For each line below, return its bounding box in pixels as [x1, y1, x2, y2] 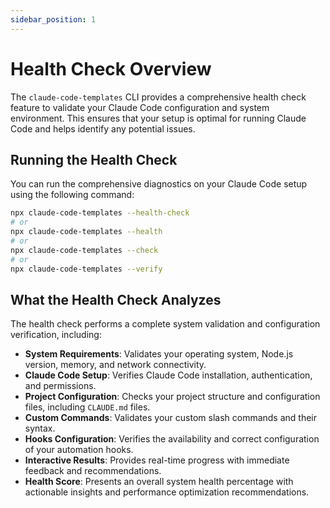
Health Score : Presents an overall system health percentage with [24, 476, 294, 488]
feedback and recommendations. [24, 465, 162, 477]
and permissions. [24, 380, 97, 392]
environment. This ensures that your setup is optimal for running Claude [10, 112, 307, 124]
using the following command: [10, 189, 135, 201]
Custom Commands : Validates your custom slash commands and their [24, 412, 318, 424]
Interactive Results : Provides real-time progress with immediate [24, 454, 290, 466]
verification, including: [10, 329, 102, 341]
